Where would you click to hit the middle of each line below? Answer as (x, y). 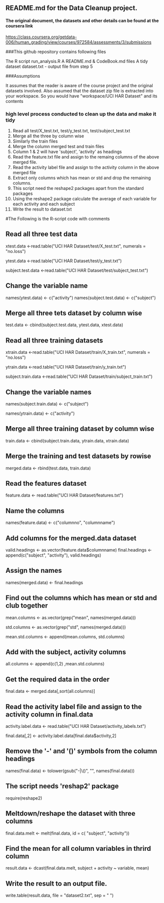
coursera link (19, 26)
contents (14, 101)
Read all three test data (41, 234)
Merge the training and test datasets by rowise (78, 456)
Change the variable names (49, 392)
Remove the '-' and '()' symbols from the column (82, 751)
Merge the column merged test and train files (58, 146)
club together (27, 606)
